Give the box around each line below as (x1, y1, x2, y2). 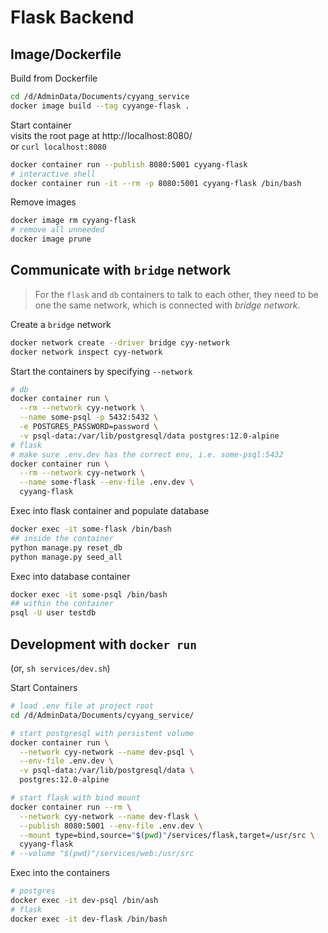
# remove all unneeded (10, 225, 105, 235)
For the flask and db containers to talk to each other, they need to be (34, 288, 319, 300)
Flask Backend (10, 6, 135, 29)
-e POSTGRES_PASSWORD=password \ (19, 422, 159, 432)
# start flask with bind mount (10, 793, 141, 803)
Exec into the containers (10, 867, 110, 879)
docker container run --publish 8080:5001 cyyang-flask (10, 159, 248, 170)
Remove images (10, 196, 77, 208)
